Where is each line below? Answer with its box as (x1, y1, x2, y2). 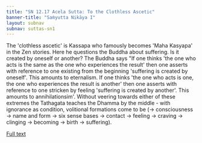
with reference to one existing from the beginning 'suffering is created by (6, 67, 188, 75)
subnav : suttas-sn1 (6, 25, 55, 32)
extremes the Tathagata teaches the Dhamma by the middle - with (6, 100, 171, 107)
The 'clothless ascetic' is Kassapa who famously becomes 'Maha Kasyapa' (6, 42, 193, 49)
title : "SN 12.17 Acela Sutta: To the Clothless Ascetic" (6, 8, 155, 15)
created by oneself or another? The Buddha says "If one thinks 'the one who (6, 55, 196, 62)
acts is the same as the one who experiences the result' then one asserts (6, 61, 188, 68)
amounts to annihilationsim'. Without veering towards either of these (6, 93, 176, 100)
